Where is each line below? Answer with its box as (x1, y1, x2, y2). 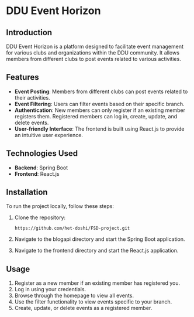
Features (6, 72, 39, 83)
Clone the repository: (14, 214, 66, 221)
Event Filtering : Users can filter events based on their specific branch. (14, 100, 185, 107)
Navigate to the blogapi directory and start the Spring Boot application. (14, 236, 185, 243)
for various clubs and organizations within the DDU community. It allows (6, 49, 180, 56)
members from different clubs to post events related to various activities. (6, 56, 181, 62)
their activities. (14, 94, 51, 101)
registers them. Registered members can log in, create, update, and (14, 113, 177, 120)
